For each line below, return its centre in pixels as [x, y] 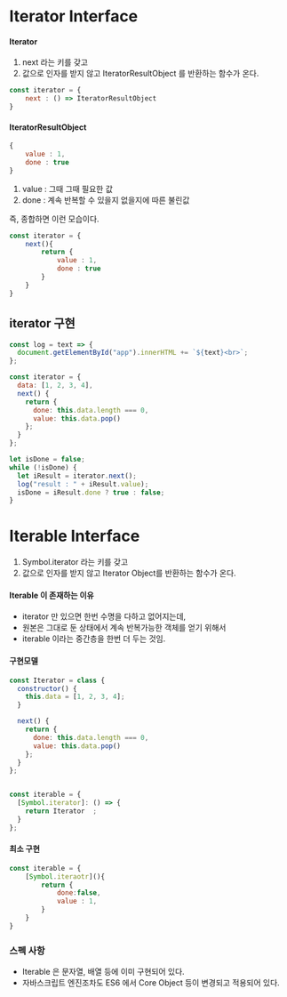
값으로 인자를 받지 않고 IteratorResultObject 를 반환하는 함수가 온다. [140, 74]
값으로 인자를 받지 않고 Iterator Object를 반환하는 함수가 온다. [129, 573]
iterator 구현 [42, 323]
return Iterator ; [61, 811]
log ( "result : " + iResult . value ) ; [83, 484]
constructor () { [47, 688]
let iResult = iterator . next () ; [77, 476]
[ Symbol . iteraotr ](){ [65, 876]
